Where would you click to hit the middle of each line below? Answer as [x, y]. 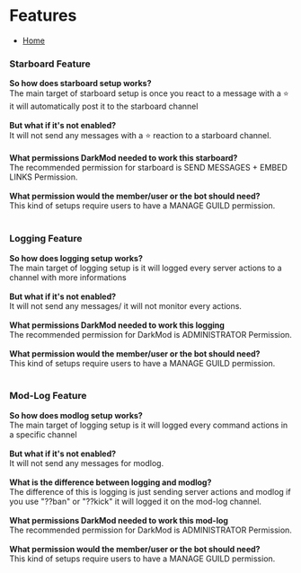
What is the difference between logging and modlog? [111, 482]
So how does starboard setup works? [80, 84]
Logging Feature [46, 239]
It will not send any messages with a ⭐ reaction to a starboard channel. [141, 136]
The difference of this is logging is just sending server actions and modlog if [150, 491]
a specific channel [44, 434]
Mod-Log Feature [48, 396]
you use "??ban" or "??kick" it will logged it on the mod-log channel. [136, 501]
